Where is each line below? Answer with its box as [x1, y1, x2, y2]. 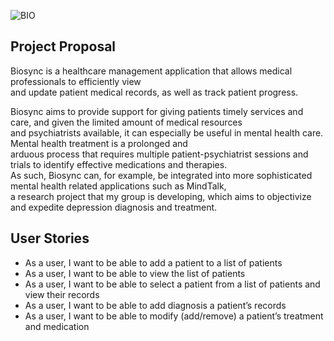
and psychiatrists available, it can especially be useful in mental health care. [10, 126, 324, 139]
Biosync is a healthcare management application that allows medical [10, 65, 293, 77]
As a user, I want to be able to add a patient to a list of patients [24, 256, 283, 269]
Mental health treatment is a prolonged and [10, 137, 188, 149]
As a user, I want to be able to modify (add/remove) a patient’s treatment [24, 310, 324, 322]
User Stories [10, 230, 90, 247]
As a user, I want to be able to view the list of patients [24, 267, 246, 279]
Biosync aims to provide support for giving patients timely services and [10, 105, 304, 117]
